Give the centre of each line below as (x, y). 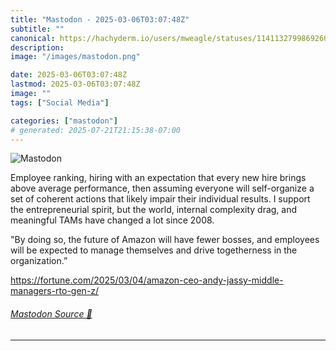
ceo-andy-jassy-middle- (233, 280)
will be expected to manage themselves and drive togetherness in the (154, 250)
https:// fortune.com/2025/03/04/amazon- (97, 280)
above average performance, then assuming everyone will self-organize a (162, 188)
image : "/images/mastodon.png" (75, 57)
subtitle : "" (37, 29)
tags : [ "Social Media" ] (60, 102)
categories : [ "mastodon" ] (64, 121)
